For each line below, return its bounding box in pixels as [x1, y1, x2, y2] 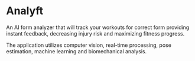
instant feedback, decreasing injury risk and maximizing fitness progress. [6, 30, 185, 37]
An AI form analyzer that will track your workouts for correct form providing [6, 24, 190, 31]
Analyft [6, 4, 44, 18]
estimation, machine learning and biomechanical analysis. [6, 47, 147, 54]
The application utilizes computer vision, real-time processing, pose [6, 41, 171, 49]
